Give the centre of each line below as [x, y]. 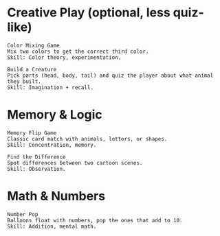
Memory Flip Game [32, 133]
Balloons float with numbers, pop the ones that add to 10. [95, 220]
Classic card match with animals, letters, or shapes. [87, 139]
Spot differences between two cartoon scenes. [75, 163]
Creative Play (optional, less [89, 13]
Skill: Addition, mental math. [52, 226]
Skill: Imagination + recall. [51, 87]
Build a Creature [32, 69]
